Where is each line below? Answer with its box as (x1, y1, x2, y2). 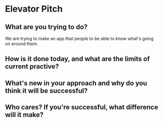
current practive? (5, 62, 60, 71)
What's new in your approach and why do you (5, 79, 147, 87)
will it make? (5, 111, 44, 119)
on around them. (5, 41, 39, 47)
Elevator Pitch (5, 3, 63, 15)
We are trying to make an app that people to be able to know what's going (5, 35, 154, 41)
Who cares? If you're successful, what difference (5, 103, 159, 111)
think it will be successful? (5, 87, 88, 95)
